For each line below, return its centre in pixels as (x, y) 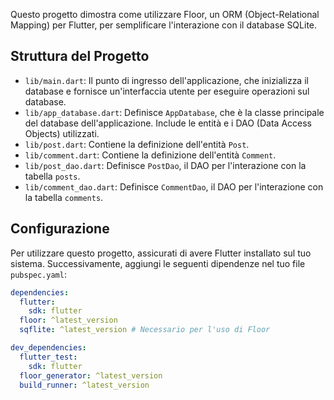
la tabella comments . (64, 197)
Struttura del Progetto (80, 56)
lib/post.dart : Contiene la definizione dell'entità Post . (137, 144)
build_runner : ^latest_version (84, 385)
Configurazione (60, 229)
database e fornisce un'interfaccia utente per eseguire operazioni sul (167, 91)
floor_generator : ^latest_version (91, 375)
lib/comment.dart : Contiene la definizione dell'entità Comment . (150, 155)
